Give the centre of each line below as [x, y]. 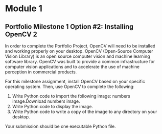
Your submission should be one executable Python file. [60, 126]
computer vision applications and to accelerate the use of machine [72, 67]
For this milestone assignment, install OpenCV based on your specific [75, 81]
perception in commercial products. [41, 72]
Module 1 [24, 9]
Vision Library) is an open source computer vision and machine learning [78, 56]
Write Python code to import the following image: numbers [71, 96]
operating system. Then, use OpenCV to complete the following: [70, 87]
